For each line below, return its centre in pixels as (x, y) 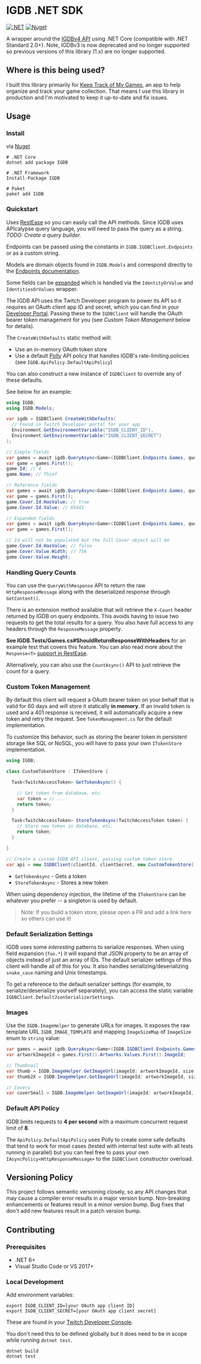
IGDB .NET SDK (45, 10)
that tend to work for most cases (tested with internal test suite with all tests (100, 1146)
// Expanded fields (31, 518)
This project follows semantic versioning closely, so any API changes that (97, 1192)
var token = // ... (41, 799)
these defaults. (25, 380)
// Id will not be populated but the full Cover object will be (88, 540)
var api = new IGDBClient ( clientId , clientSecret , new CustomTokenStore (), (103, 865)
